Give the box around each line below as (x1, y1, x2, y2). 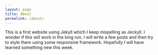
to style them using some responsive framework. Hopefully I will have (5, 40, 144, 45)
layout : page (5, 7, 32, 12)
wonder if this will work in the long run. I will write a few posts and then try (5, 34, 154, 40)
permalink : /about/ (5, 16, 45, 21)
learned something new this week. (5, 44, 74, 51)
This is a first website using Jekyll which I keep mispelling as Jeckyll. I (5, 29, 145, 35)
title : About (5, 12, 32, 16)
